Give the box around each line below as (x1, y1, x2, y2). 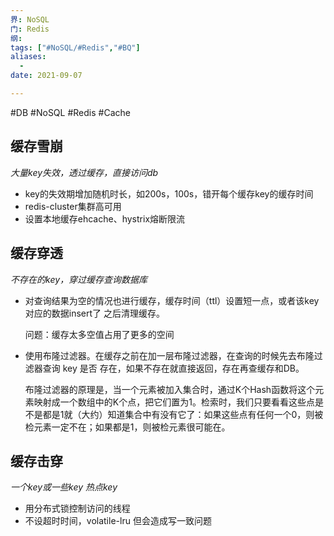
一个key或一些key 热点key (10, 481, 118, 493)
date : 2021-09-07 (10, 71, 83, 81)
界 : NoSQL (10, 14, 50, 25)
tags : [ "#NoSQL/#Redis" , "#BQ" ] (10, 42, 141, 53)
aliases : (10, 52, 47, 62)
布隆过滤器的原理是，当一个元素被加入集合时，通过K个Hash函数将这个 (24, 383, 316, 395)
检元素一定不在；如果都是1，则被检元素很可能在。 (24, 421, 231, 433)
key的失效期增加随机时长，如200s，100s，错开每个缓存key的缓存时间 (24, 187, 314, 200)
